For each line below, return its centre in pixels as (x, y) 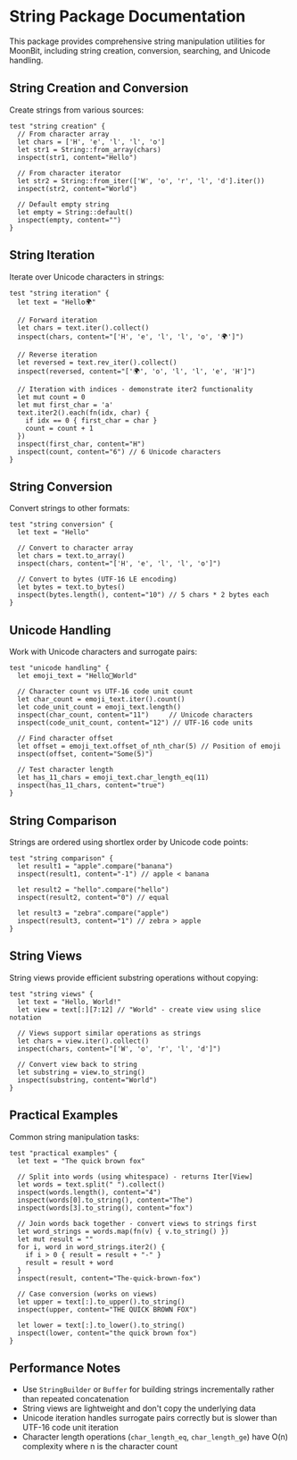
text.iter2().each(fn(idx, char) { (83, 413)
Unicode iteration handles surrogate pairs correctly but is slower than (150, 1418)
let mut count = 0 (52, 397)
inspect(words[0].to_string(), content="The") (105, 1200)
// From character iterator (70, 173)
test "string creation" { (57, 126)
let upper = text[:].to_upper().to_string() (101, 1302)
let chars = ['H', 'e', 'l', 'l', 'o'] (91, 142)
